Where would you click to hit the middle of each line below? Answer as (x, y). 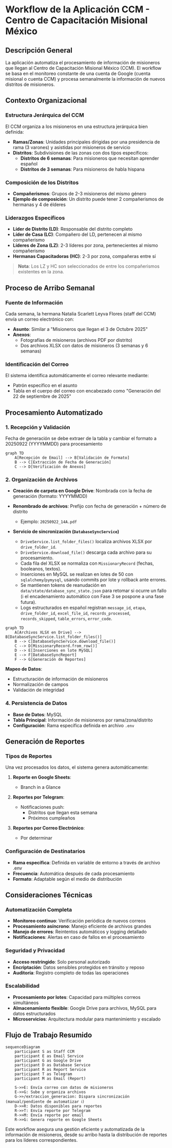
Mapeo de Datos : (24, 669)
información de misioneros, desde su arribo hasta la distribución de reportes (86, 1135)
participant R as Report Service (50, 1069)
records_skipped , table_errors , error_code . (66, 619)
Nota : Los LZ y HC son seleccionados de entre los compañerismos (89, 266)
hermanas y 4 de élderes (39, 205)
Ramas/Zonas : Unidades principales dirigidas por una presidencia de (86, 142)
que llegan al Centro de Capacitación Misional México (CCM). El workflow (83, 68)
